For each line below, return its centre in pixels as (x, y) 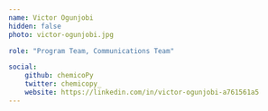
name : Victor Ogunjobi (51, 18)
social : (23, 67)
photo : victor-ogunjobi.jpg (61, 34)
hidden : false (35, 26)
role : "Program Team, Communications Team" (92, 51)
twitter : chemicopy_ (63, 84)
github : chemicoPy (59, 76)
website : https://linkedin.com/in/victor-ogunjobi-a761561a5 (142, 92)
